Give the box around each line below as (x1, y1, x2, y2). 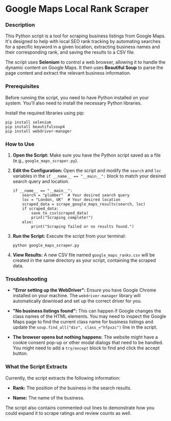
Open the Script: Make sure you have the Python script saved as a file (12, 152, 161, 159)
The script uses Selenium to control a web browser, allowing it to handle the (5, 59, 166, 65)
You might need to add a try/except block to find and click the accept (12, 345, 160, 351)
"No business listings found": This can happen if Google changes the (12, 308, 162, 314)
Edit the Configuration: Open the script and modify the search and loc (12, 167, 162, 174)
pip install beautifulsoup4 (5, 124, 65, 129)
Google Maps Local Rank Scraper (5, 3, 149, 15)
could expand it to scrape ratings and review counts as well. (5, 410, 132, 416)
